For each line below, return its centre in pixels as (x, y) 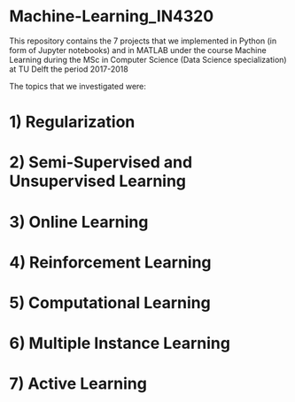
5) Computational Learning (110, 302)
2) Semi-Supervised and (101, 162)
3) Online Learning (79, 222)
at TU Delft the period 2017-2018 (69, 69)
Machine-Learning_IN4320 (112, 16)
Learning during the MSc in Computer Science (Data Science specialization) (148, 59)
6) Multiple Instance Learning (120, 344)
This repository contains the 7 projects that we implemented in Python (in (143, 41)
